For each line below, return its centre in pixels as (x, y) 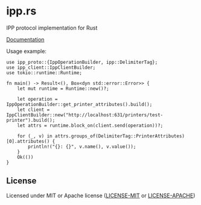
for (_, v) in (35, 136)
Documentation (25, 39)
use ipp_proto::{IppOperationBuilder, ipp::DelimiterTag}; (82, 62)
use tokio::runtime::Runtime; (44, 73)
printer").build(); (31, 120)
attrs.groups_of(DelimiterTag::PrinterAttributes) (120, 136)
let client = (33, 110)
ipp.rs (21, 11)
